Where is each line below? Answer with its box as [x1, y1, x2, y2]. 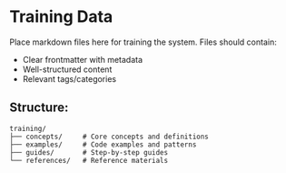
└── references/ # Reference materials [9, 156, 169, 165]
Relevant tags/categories [22, 73, 116, 84]
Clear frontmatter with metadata [22, 54, 143, 65]
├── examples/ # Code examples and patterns [9, 139, 197, 149]
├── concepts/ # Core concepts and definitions [9, 132, 209, 141]
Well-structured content [22, 64, 113, 75]
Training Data [9, 6, 113, 27]
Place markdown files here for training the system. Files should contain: [9, 36, 277, 47]
